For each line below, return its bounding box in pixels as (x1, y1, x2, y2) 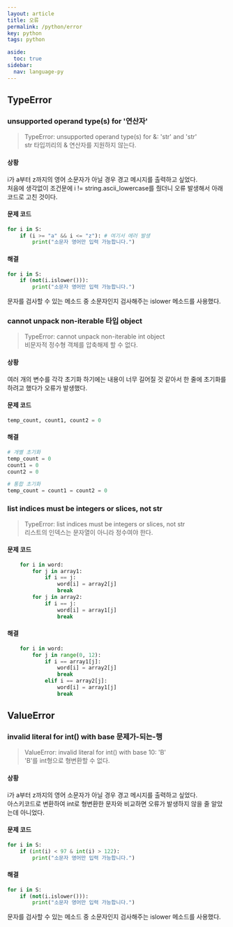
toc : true (13, 55, 42, 63)
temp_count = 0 (7, 455, 52, 462)
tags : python (7, 36, 45, 43)
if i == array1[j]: (44, 658, 101, 665)
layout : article (7, 10, 54, 17)
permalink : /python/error (7, 23, 82, 30)
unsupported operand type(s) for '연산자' (7, 116, 149, 126)
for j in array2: (32, 594, 82, 601)
